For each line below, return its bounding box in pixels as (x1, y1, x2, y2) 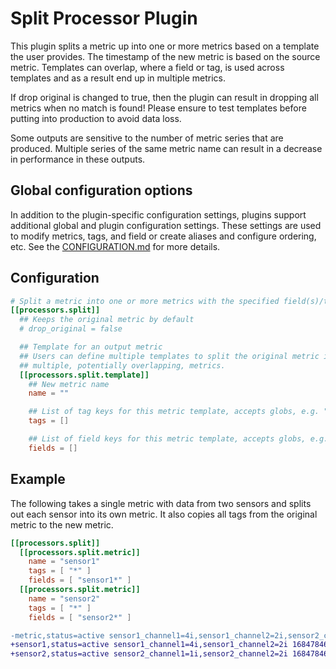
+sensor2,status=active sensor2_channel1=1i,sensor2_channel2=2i (10, 649, 288, 659)
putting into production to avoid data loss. (10, 112, 182, 124)
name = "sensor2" (28, 593, 101, 604)
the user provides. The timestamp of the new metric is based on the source (10, 50, 321, 62)
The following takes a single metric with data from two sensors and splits (10, 497, 312, 509)
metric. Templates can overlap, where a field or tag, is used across (10, 61, 285, 73)
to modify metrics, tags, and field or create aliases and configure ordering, (10, 230, 317, 242)
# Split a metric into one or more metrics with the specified (10, 296, 280, 306)
